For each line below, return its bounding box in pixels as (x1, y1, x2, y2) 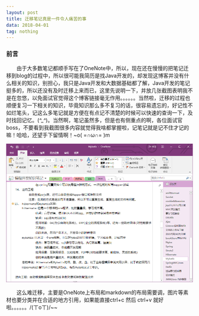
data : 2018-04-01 (6, 22, 49, 28)
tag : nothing (6, 29, 38, 34)
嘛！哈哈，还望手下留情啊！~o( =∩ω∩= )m (6, 131, 110, 138)
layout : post (6, 10, 38, 15)
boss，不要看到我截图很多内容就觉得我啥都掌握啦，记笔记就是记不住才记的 (6, 124, 190, 131)
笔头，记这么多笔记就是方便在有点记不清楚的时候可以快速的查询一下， (16, 109, 188, 116)
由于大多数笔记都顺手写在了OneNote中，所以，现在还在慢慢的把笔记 (16, 64, 184, 71)
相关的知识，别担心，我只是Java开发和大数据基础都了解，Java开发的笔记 (11, 79, 191, 86)
